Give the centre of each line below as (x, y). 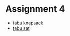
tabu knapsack (28, 23)
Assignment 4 (35, 9)
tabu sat (21, 28)
